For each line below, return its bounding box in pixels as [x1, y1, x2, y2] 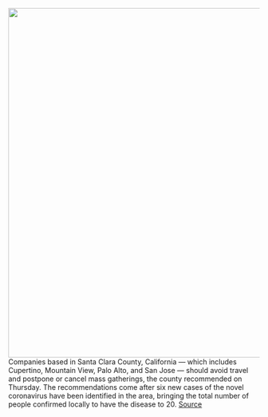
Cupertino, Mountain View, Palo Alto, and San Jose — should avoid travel [8, 366, 249, 375]
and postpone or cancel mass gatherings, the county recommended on [8, 374, 242, 383]
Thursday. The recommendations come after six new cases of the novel [8, 383, 245, 391]
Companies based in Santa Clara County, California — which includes [8, 357, 237, 367]
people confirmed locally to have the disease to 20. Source [8, 399, 203, 409]
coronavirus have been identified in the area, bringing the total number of [8, 391, 250, 400]
